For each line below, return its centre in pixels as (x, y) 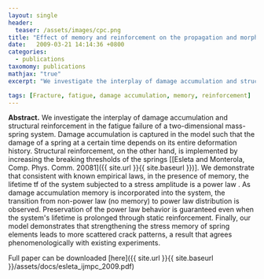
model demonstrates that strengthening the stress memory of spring (119, 226)
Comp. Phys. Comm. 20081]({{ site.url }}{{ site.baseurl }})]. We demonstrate (132, 168)
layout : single (33, 15)
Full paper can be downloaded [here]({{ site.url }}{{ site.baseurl (111, 258)
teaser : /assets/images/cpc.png (68, 30)
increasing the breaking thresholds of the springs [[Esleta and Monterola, (126, 160)
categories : (27, 52)
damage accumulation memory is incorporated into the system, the (117, 193)
